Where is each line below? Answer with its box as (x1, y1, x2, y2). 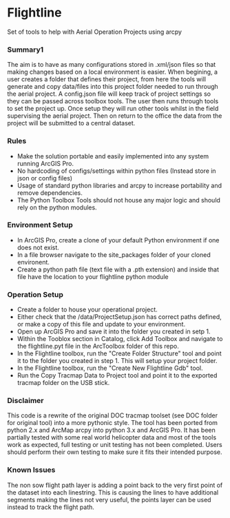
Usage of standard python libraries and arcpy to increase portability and (17, 181, 222, 189)
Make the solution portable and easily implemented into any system (17, 152, 209, 160)
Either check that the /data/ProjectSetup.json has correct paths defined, (17, 313, 222, 321)
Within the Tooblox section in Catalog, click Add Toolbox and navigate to (17, 335, 223, 343)
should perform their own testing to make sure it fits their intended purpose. (7, 448, 222, 456)
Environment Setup (7, 220, 74, 230)
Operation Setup (7, 289, 64, 299)
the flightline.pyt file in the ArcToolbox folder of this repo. (17, 342, 179, 351)
